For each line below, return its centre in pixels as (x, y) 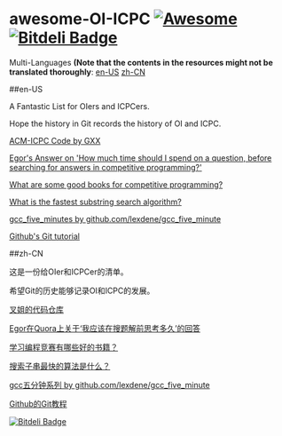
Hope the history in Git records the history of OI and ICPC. (115, 123)
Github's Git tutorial (44, 236)
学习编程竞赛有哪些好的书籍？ (63, 347)
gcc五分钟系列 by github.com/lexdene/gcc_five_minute (110, 384)
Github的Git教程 (38, 403)
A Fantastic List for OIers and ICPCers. (79, 106)
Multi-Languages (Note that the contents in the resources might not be (141, 62)
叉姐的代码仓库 (36, 309)
